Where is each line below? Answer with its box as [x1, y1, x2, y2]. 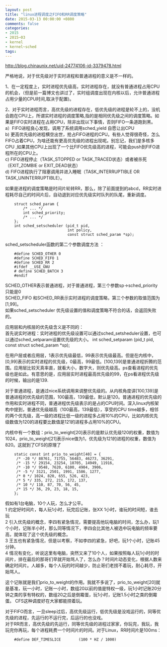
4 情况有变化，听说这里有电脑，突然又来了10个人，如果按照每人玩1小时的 [5, 550, 155, 556]
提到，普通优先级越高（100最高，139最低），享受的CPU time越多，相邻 [13, 406, 159, 412]
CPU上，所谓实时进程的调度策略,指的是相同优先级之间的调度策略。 [18, 112, 155, 118]
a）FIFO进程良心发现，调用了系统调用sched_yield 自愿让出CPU [5, 125, 135, 131]
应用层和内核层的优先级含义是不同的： [5, 324, 83, 330]
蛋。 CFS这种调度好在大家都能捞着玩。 [5, 598, 85, 604]
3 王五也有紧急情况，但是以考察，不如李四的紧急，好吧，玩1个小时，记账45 [5, 538, 160, 544]
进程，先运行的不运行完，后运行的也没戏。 [18, 615, 105, 621]
